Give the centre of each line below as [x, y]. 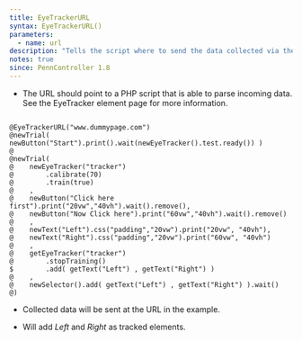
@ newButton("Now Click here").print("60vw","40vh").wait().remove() [148, 214]
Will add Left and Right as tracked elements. [104, 327]
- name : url [40, 43]
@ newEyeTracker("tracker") [68, 166]
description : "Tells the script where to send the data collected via [144, 51]
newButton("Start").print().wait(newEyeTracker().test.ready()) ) [136, 143]
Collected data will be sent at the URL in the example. [121, 309]
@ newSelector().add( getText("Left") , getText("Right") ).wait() [144, 284]
